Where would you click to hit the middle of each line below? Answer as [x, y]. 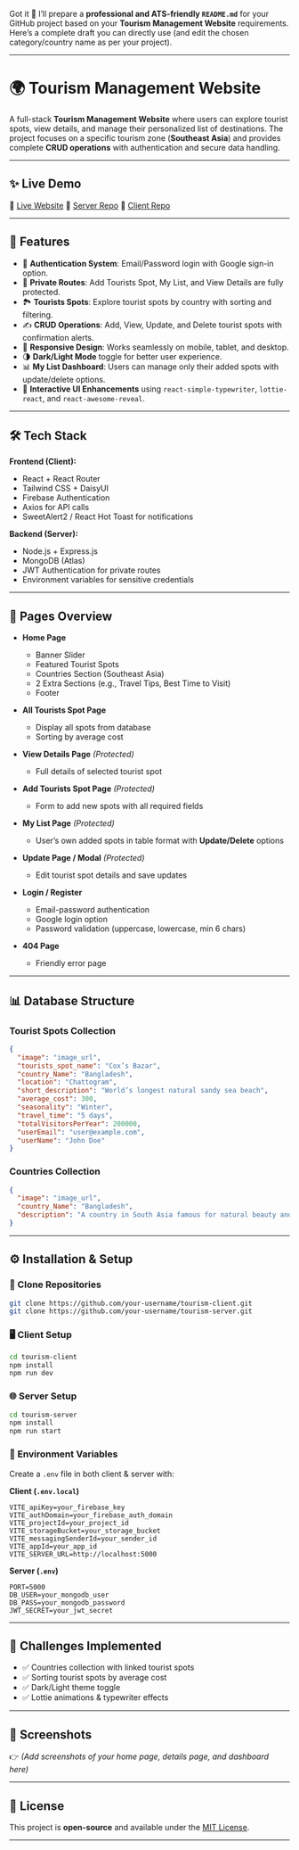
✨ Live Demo [45, 184]
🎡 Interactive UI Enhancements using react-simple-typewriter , [140, 389]
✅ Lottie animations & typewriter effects [95, 1697]
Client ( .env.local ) [44, 1491]
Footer [47, 693]
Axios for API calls [56, 508]
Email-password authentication [92, 910]
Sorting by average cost [79, 737]
